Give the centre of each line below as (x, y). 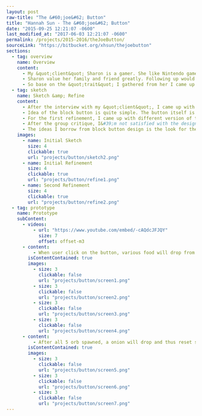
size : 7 (48, 235)
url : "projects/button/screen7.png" (84, 404)
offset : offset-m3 (61, 241)
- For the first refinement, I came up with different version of (107, 118)
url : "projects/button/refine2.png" (74, 202)
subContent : (32, 219)
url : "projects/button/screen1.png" (84, 281)
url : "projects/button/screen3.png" (84, 314)
